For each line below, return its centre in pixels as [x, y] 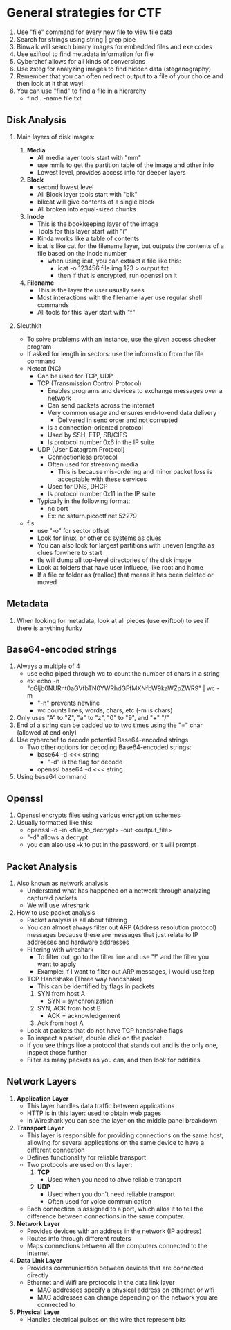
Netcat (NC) [44, 368]
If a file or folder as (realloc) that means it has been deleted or [125, 575]
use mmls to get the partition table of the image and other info [126, 165]
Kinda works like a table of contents [88, 238]
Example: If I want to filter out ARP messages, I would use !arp [126, 971]
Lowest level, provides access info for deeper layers [111, 172]
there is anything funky [49, 628]
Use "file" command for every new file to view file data [94, 32]
